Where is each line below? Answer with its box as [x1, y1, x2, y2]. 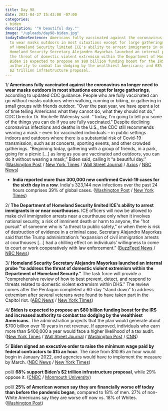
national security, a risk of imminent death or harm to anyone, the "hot [5, 219, 150, 224]
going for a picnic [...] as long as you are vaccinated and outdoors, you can [5, 151, 160, 157]
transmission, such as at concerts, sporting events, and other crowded [5, 140, 151, 146]
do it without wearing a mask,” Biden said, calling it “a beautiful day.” [5, 156, 146, 162]
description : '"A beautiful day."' [5, 26, 79, 31]
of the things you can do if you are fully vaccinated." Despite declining [5, 119, 150, 125]
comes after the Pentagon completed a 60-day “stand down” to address [5, 287, 154, 292]
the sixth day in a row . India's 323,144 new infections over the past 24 [12, 182, 158, 188]
